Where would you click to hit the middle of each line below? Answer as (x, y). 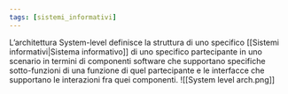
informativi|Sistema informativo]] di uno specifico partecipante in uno (136, 51)
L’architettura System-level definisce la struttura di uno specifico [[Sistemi (144, 42)
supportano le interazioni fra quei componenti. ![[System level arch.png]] (142, 79)
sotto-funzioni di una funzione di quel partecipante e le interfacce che (137, 70)
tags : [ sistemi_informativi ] (63, 17)
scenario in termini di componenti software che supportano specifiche (137, 61)
